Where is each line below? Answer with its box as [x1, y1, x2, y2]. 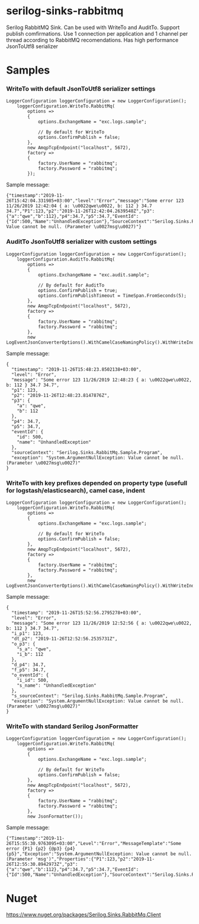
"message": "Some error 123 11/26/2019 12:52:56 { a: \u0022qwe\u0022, [11, 620, 192, 627]
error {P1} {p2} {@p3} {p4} [6, 846, 76, 852]
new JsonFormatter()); [27, 814, 84, 820]
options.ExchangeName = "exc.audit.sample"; [37, 272, 150, 278]
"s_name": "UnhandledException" [17, 682, 97, 689]
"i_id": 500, [17, 678, 49, 684]
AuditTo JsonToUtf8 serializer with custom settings [6, 237, 157, 246]
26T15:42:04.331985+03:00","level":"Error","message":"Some [6, 198, 158, 204]
